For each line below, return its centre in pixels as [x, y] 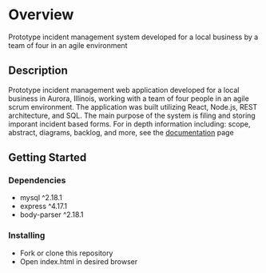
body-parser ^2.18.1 [52, 215]
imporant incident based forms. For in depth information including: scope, [129, 124]
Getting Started [48, 158]
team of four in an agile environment [68, 45]
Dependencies [37, 180]
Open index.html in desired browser [79, 261]
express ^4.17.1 [44, 207]
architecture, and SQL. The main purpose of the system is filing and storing [132, 115]
